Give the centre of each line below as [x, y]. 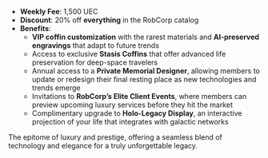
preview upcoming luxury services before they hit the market [132, 105]
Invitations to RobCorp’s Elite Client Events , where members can [139, 96]
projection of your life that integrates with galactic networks [130, 122]
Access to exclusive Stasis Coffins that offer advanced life [129, 54]
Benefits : [35, 28]
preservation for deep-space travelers [95, 62]
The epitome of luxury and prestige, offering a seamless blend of [115, 137]
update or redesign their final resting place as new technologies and [144, 79]
